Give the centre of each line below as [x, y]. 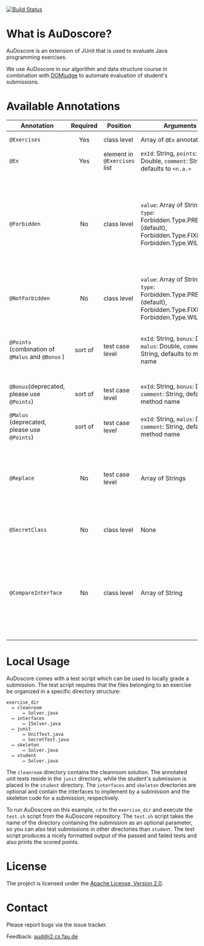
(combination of [32, 349]
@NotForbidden [30, 298]
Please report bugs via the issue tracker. [57, 924]
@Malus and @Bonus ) [37, 356]
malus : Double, [161, 346]
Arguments [180, 126]
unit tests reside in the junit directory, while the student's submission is [97, 778]
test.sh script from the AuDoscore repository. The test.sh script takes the [100, 816]
